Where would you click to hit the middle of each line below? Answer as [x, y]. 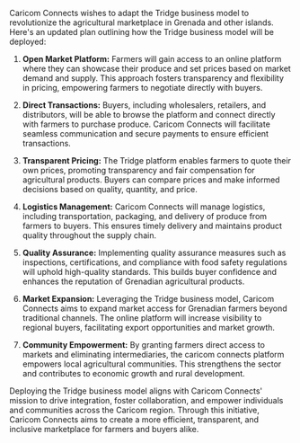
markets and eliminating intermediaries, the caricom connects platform [153, 354]
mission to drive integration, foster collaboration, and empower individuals [146, 400]
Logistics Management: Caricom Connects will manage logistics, [144, 207]
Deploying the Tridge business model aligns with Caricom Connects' [136, 391]
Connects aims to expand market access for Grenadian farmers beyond [154, 308]
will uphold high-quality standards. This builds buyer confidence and [149, 272]
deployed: [28, 41]
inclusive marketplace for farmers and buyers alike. [104, 429]
